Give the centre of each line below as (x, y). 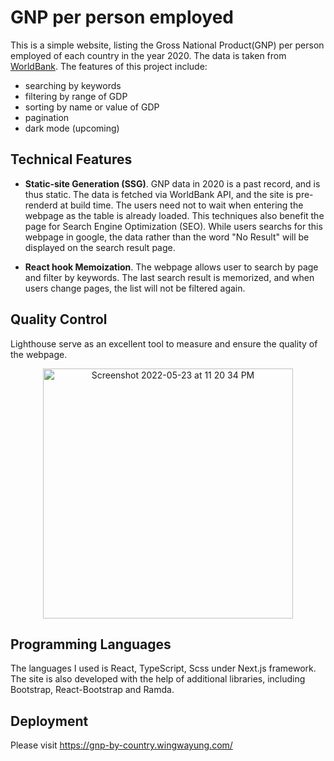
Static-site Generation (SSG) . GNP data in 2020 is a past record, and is (172, 183)
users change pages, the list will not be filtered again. (135, 288)
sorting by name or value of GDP (92, 107)
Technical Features (71, 159)
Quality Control (59, 319)
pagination (47, 117)
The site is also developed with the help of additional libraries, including (158, 679)
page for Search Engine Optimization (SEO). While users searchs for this (173, 226)
